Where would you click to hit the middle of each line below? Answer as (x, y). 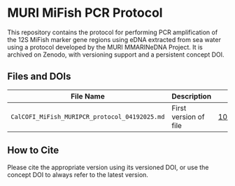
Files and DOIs (39, 77)
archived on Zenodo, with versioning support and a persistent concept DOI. (116, 55)
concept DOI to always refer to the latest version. (78, 174)
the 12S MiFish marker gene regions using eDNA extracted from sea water (114, 39)
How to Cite (33, 151)
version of (188, 117)
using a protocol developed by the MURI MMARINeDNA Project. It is (105, 47)
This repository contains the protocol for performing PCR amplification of (113, 32)
